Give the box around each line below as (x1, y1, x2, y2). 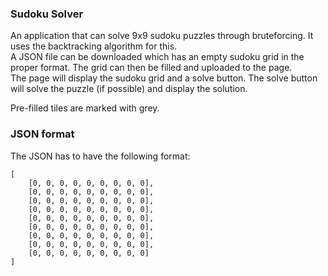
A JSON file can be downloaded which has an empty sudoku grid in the (10, 51, 305, 63)
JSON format (10, 127, 75, 141)
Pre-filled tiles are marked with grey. (10, 102, 160, 114)
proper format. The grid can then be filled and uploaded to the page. (10, 62, 293, 74)
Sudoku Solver (10, 7, 84, 21)
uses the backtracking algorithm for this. (10, 40, 178, 52)
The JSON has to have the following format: (10, 150, 191, 162)
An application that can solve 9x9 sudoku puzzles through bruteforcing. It (10, 30, 314, 42)
